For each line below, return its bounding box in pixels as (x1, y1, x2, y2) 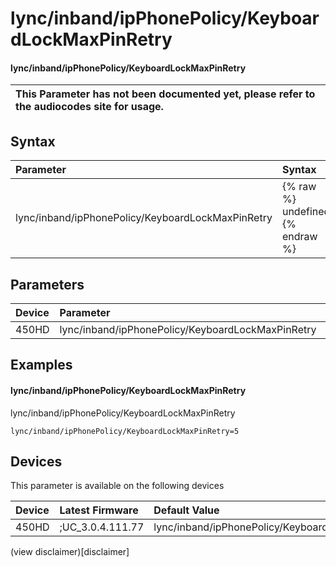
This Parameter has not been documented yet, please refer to (15, 87, 316, 101)
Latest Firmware (59, 503, 139, 517)
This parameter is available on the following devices (10, 480, 225, 492)
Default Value (153, 503, 220, 517)
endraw (281, 230, 318, 244)
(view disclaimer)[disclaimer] (10, 546, 130, 558)
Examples (10, 357, 73, 374)
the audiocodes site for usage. (15, 100, 164, 114)
